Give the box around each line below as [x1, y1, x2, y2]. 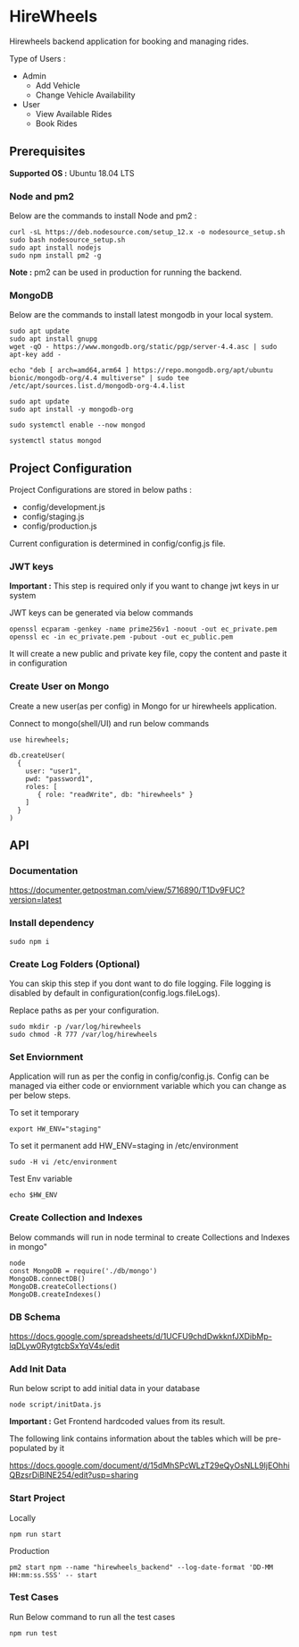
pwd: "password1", [25, 774, 94, 784]
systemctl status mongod [9, 437, 102, 446]
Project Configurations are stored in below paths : [9, 485, 192, 496]
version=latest [9, 895, 62, 905]
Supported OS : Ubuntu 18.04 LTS [9, 167, 135, 178]
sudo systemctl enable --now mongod [9, 420, 145, 430]
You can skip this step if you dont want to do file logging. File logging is [9, 978, 271, 989]
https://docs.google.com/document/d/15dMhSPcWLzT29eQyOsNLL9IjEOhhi [9, 1460, 290, 1471]
